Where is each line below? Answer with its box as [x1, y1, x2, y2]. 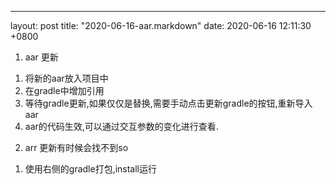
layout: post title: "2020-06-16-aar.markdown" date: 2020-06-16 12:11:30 [10, 20, 312, 31]
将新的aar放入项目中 [24, 72, 109, 84]
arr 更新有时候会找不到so [24, 142, 129, 153]
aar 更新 [24, 51, 59, 63]
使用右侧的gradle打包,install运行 [24, 163, 158, 175]
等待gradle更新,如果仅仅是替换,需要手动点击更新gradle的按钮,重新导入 [24, 97, 313, 109]
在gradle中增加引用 [24, 85, 105, 96]
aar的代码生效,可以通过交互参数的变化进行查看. [24, 121, 219, 132]
